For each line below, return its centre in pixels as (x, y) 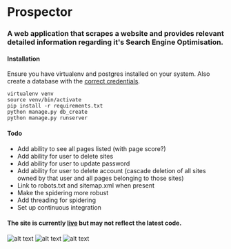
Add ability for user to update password (73, 163)
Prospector (40, 12)
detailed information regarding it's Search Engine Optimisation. (115, 42)
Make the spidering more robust (63, 192)
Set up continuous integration (59, 207)
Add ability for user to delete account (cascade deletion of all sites (111, 170)
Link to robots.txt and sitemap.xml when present (86, 185)
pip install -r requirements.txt (55, 106)
